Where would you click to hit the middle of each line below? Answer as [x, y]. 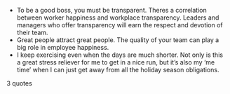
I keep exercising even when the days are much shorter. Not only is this [120, 55]
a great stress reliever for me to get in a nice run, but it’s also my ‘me [116, 62]
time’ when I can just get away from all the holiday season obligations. [118, 70]
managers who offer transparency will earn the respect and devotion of [120, 25]
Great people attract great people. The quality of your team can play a [118, 40]
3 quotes [19, 83]
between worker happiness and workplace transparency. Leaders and [118, 18]
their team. [32, 32]
